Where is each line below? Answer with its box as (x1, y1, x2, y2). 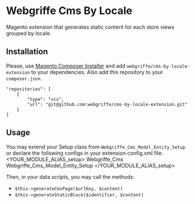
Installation (6, 47, 48, 57)
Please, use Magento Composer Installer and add (6, 62, 126, 69)
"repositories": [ (6, 86, 51, 92)
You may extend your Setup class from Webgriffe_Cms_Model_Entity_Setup (6, 143, 186, 150)
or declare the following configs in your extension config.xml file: (6, 149, 163, 157)
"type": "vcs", (27, 96, 65, 102)
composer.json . (6, 74, 42, 81)
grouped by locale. (6, 29, 52, 36)
